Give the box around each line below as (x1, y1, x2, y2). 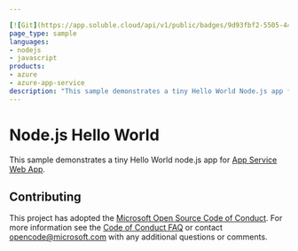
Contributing (9, 189, 82, 204)
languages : (9, 37, 50, 46)
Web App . (9, 163, 46, 174)
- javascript (9, 54, 58, 63)
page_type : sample (9, 28, 77, 38)
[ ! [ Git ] (9, 20, 38, 29)
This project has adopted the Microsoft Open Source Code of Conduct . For (9, 213, 283, 224)
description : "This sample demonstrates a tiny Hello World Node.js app (9, 86, 284, 96)
